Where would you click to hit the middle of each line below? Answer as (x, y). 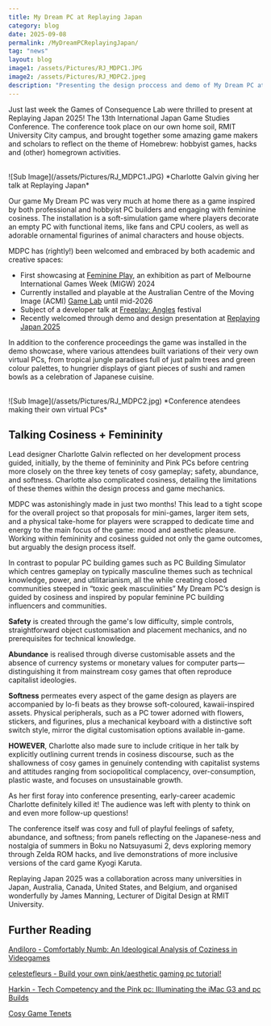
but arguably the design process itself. (72, 547)
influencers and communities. (58, 606)
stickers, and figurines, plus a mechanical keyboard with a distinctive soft (130, 722)
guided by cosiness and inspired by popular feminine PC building (116, 597)
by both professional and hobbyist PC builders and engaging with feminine (132, 209)
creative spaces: (36, 260)
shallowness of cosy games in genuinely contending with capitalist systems (134, 763)
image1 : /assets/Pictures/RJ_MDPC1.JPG (75, 69)
